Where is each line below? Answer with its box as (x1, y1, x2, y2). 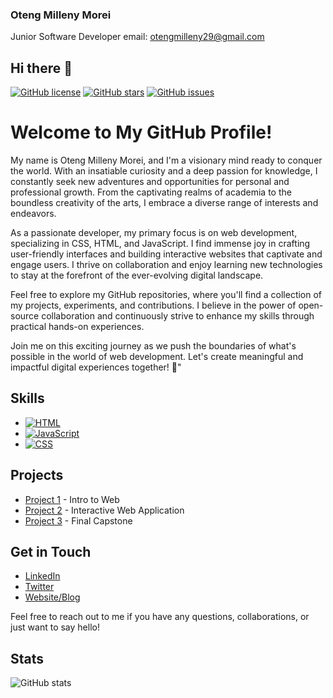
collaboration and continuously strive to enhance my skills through (41, 310, 315, 322)
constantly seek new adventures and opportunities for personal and (10, 176, 290, 188)
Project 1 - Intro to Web (24, 493, 120, 505)
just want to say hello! (10, 621, 100, 633)
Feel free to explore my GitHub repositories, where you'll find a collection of (10, 289, 323, 301)
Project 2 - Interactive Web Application (24, 504, 185, 516)
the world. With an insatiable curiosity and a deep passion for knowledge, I (10, 165, 318, 177)
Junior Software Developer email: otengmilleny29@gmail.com (10, 31, 265, 43)
